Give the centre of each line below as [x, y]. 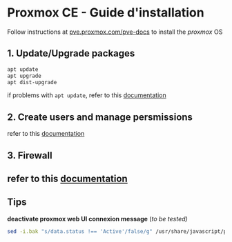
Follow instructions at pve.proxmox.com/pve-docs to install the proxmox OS [115, 32]
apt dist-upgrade [32, 82]
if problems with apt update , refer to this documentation [87, 95]
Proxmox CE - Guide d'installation [106, 13]
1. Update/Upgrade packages [71, 53]
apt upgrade [24, 76]
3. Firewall [30, 155]
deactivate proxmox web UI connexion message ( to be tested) [97, 219]
